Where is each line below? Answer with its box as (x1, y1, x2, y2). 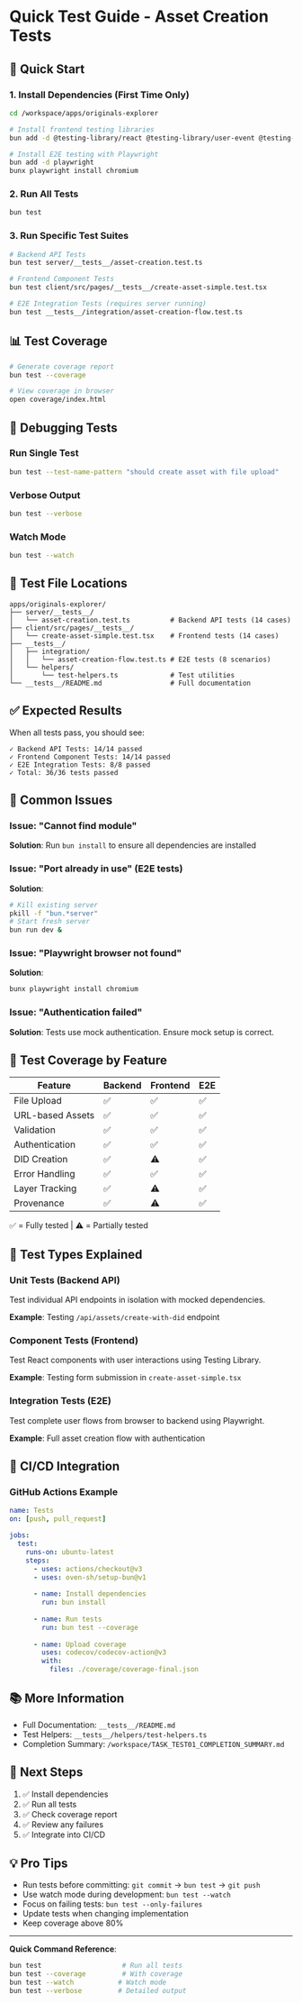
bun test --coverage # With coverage (9, 1970, 182, 1979)
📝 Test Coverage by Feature (9, 1052, 168, 1069)
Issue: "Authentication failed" (9, 1006, 143, 1019)
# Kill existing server (9, 900, 99, 909)
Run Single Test (9, 447, 79, 460)
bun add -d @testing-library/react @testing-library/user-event (9, 133, 255, 142)
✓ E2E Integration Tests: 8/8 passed (9, 760, 151, 769)
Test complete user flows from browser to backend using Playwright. (9, 1415, 265, 1425)
